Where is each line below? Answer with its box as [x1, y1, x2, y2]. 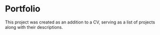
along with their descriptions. [5, 24, 63, 30]
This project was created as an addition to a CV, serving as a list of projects [5, 19, 156, 25]
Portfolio [5, 3, 41, 14]
